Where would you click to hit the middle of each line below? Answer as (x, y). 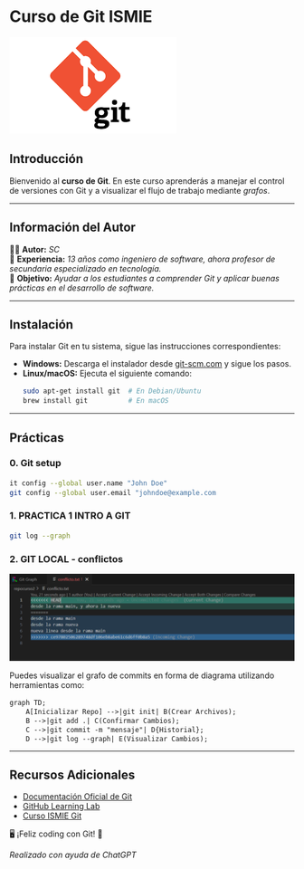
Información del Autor (72, 228)
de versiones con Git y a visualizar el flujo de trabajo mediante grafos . (140, 190)
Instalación (42, 325)
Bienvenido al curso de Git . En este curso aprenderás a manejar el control (147, 181)
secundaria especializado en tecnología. (85, 268)
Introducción (47, 159)
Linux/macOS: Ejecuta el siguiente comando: (107, 374)
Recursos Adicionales (72, 774)
